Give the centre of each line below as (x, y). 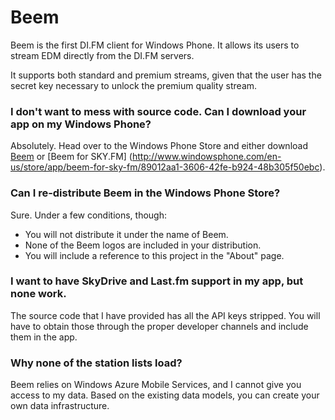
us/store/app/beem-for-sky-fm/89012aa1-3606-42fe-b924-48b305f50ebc (165, 167)
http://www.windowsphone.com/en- (206, 157)
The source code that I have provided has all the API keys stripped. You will (165, 315)
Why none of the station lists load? (96, 363)
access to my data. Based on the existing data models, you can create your (165, 395)
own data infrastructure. (60, 406)
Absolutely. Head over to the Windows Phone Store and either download (159, 146)
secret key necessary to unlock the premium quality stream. (134, 85)
